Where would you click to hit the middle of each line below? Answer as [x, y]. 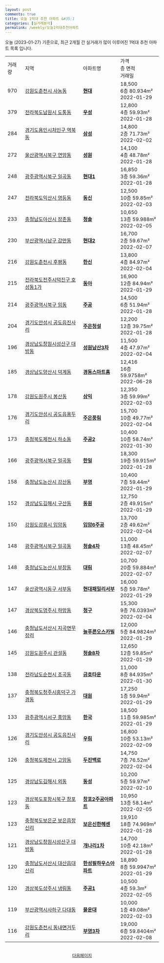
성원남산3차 [96, 348]
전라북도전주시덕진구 [48, 280]
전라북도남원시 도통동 [48, 112]
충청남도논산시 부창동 [48, 568]
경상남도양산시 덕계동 [48, 372]
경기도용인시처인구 [45, 130]
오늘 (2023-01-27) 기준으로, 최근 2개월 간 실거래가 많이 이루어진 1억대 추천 [76, 43]
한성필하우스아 [99, 863]
